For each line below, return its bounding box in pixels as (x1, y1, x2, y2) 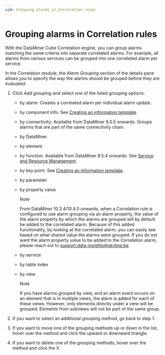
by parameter (19, 177, 47, 183)
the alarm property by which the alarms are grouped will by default (19, 216, 156, 222)
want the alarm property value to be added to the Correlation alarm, (19, 237, 157, 243)
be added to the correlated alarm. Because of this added (19, 221, 134, 227)
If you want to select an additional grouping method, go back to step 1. (12, 315, 156, 321)
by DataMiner (19, 134, 47, 140)
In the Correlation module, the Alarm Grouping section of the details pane (5, 70, 154, 76)
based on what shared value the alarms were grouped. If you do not (19, 232, 158, 238)
